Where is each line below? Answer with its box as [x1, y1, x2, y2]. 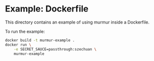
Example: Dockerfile [5, 3, 89, 14]
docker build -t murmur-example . [5, 37, 75, 43]
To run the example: [5, 28, 45, 34]
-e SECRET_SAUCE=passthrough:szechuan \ [14, 47, 97, 51]
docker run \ [5, 42, 32, 47]
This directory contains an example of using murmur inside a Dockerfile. [5, 19, 150, 25]
